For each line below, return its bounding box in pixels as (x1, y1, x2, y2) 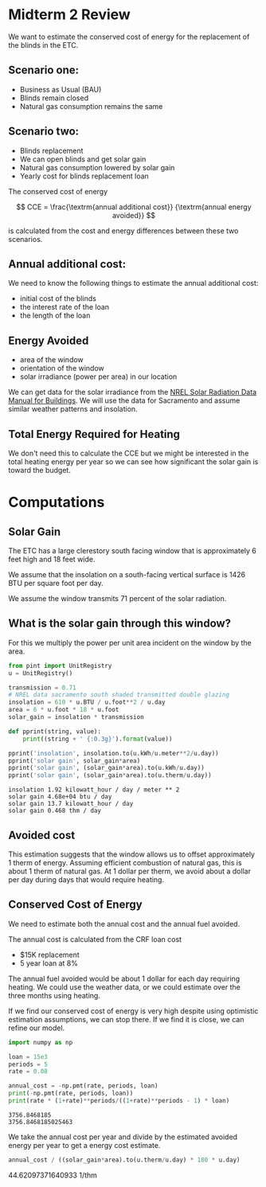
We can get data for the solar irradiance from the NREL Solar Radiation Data (8, 388, 257, 397)
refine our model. (8, 1023, 65, 1033)
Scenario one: (8, 64, 80, 77)
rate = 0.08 (8, 1068, 48, 1076)
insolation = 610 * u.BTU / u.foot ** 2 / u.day (8, 698, 166, 706)
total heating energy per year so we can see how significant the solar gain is (8, 457, 259, 467)
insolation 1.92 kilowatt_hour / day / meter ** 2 (8, 786, 180, 794)
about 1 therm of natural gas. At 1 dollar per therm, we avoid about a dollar (8, 866, 251, 876)
